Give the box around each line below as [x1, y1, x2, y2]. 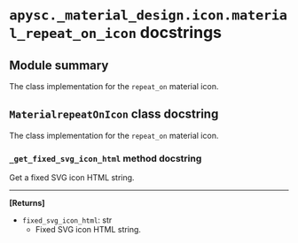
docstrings [139, 23, 223, 42]
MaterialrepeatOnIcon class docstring [9, 107, 219, 122]
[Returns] [9, 198, 46, 209]
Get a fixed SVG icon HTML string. [9, 172, 135, 183]
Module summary [9, 57, 109, 72]
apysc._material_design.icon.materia [9, 7, 288, 24]
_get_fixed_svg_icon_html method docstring [9, 152, 202, 164]
